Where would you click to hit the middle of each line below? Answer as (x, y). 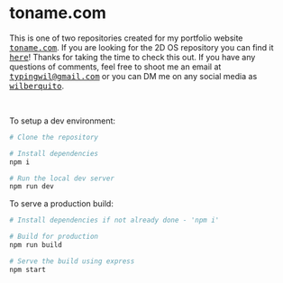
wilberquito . (37, 86)
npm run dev (32, 187)
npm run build (36, 245)
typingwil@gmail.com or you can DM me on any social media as (133, 76)
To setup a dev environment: (62, 121)
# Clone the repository (54, 137)
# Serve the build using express (72, 261)
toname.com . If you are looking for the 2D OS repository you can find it (141, 47)
